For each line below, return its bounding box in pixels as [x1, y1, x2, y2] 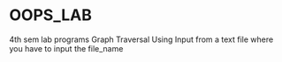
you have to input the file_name [9, 43, 124, 53]
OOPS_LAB [9, 5, 93, 25]
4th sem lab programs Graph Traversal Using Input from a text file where [9, 34, 274, 45]
